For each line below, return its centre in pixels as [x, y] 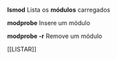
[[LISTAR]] [22, 49]
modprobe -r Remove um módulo [55, 36]
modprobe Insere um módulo [49, 23]
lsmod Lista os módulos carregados [59, 10]
